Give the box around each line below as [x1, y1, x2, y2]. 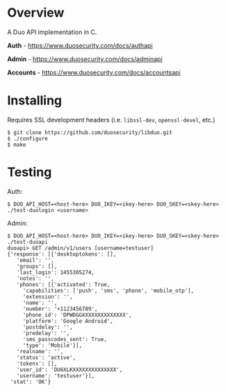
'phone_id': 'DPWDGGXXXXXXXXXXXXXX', [22, 311, 132, 318]
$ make [7, 141, 26, 148]
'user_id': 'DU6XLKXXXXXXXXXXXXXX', [16, 366, 123, 373]
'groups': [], [16, 263, 58, 270]
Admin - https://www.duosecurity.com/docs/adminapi [7, 54, 163, 63]
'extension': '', [22, 293, 73, 300]
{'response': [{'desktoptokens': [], [7, 250, 117, 258]
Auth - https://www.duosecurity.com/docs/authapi [7, 41, 153, 49]
